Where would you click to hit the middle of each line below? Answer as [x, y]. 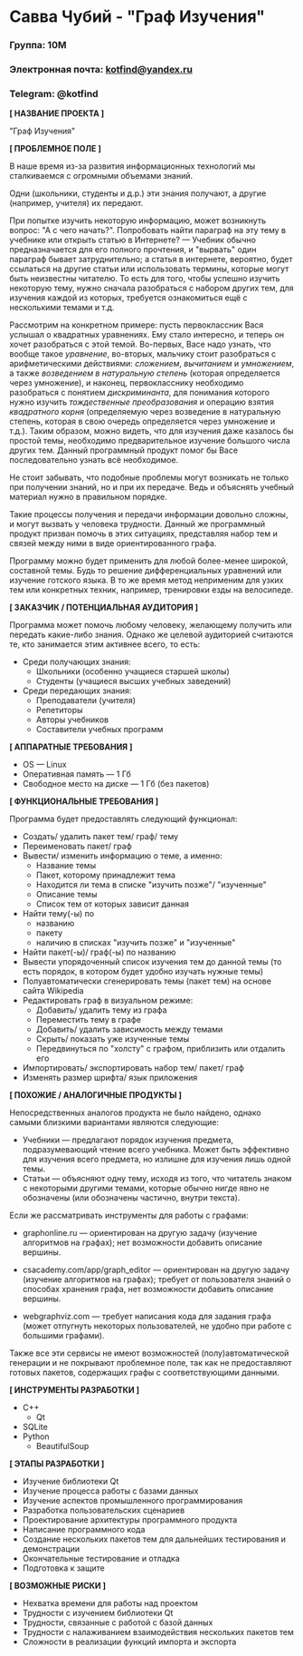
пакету [49, 933]
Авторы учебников [72, 720]
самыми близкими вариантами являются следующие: [114, 1122]
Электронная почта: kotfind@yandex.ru [101, 70]
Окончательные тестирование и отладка [101, 1559]
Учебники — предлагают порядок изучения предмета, [128, 1140]
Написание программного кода [84, 1530]
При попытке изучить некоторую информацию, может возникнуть [138, 220]
